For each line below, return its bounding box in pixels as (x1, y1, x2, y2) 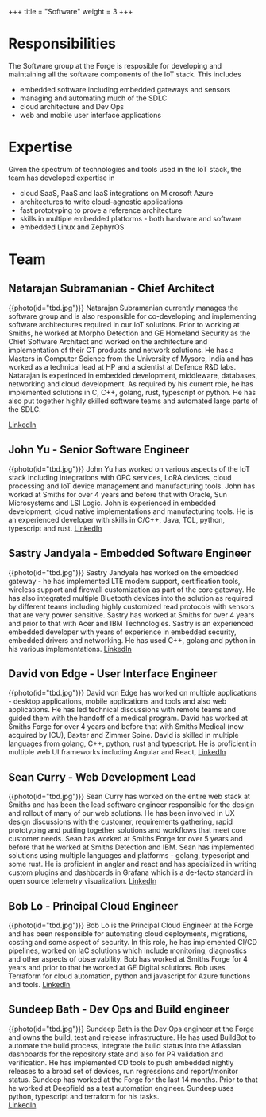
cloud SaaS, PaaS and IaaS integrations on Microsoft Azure (19, 188, 214, 198)
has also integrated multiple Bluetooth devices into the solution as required (8, 593, 253, 602)
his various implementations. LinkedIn (8, 644, 133, 653)
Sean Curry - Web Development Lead (8, 770, 197, 784)
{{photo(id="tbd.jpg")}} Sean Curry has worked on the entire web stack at (8, 792, 250, 801)
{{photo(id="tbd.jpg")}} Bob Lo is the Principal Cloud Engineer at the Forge (8, 920, 253, 930)
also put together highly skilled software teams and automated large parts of (8, 396, 259, 406)
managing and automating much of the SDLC (19, 93, 168, 103)
